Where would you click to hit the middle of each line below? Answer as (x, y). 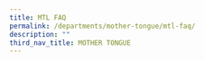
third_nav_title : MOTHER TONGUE (70, 43)
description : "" (40, 34)
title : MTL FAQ (38, 17)
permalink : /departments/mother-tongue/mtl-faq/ (102, 26)
